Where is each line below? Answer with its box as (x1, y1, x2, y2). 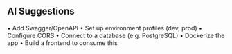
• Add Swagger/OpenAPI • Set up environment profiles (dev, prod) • (7, 24, 203, 32)
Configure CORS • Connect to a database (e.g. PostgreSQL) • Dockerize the (7, 31, 225, 39)
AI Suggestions (7, 6, 75, 17)
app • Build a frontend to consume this (7, 38, 118, 47)
